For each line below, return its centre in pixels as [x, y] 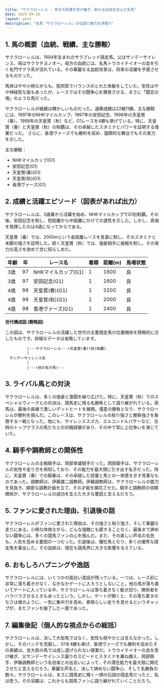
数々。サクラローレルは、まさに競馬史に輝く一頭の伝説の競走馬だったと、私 [82, 674]
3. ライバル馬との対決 [38, 384]
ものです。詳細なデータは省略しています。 [56, 338]
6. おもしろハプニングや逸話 [47, 565]
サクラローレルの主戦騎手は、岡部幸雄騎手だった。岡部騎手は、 [69, 463]
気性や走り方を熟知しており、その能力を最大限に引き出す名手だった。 [84, 469]
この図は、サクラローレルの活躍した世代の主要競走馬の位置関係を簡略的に [80, 332]
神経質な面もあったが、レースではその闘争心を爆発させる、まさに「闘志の [84, 92]
